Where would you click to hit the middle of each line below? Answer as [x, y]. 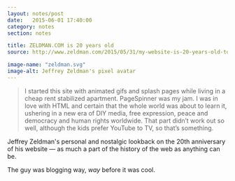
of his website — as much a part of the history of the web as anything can [114, 149]
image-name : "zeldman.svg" [47, 65]
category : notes [31, 26]
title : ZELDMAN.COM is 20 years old [60, 46]
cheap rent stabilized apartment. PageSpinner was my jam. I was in [121, 98]
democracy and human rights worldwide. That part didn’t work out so [124, 120]
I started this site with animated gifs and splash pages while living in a [125, 90]
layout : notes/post [36, 14]
